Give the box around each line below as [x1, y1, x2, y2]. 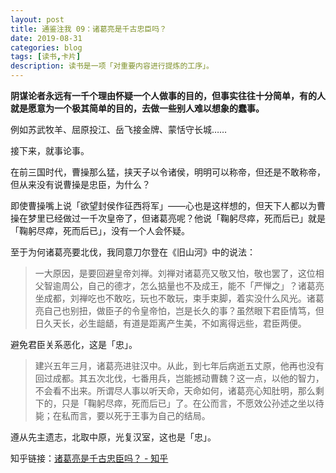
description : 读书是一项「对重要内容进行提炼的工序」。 [10, 61, 214, 71]
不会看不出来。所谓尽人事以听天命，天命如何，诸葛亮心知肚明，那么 [34, 385, 316, 396]
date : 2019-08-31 [10, 33, 83, 43]
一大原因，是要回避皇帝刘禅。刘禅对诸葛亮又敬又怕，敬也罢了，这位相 [34, 267, 325, 279]
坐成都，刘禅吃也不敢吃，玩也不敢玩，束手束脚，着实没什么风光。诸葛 [34, 292, 325, 304]
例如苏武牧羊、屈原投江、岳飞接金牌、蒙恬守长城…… [10, 124, 228, 135]
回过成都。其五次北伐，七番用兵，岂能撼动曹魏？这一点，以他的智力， [34, 372, 325, 384]
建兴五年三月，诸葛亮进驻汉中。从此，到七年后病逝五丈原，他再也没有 [34, 360, 325, 371]
